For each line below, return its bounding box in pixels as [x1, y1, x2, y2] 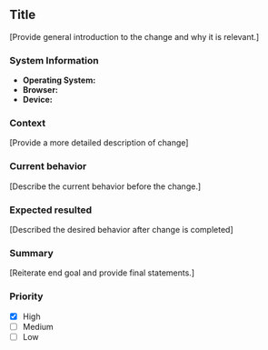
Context [9, 117, 46, 130]
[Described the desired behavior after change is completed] [9, 225, 233, 235]
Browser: [22, 85, 59, 95]
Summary [9, 246, 55, 259]
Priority [9, 290, 44, 303]
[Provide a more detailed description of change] [9, 137, 189, 148]
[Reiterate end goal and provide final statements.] [9, 267, 195, 278]
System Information [9, 54, 99, 66]
